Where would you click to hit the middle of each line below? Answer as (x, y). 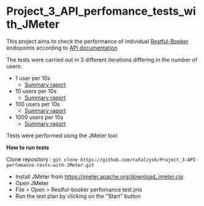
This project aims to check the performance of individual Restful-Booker (97, 41)
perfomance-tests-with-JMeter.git (51, 165)
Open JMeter (32, 183)
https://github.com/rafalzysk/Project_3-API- (139, 160)
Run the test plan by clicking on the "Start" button (78, 196)
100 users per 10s (37, 104)
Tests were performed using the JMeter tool (62, 135)
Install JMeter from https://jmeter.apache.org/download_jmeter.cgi (99, 177)
